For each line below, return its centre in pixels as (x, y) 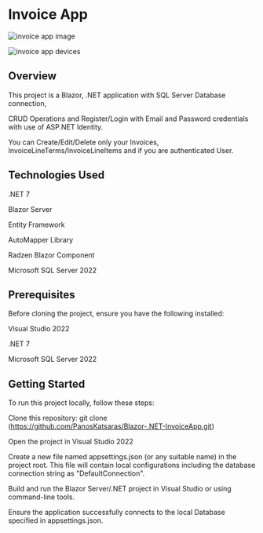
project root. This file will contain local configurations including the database (132, 465)
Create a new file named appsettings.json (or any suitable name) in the (122, 457)
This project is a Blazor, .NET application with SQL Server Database (117, 95)
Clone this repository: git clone (58, 418)
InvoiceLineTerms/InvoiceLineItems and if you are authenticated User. (121, 150)
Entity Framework (37, 225)
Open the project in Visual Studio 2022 (71, 442)
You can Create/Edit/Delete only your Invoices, (84, 142)
